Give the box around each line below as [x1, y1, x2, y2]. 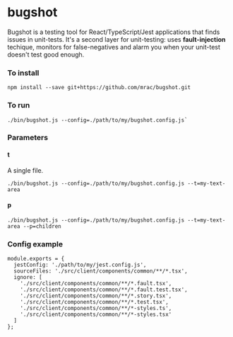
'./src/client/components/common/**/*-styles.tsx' [20, 311, 172, 319]
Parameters [7, 132, 48, 142]
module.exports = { [7, 256, 65, 263]
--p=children [23, 222, 61, 230]
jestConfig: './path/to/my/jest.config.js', [13, 261, 147, 269]
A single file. [7, 166, 44, 174]
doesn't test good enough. [7, 50, 85, 59]
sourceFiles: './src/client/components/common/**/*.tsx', [13, 268, 189, 275]
